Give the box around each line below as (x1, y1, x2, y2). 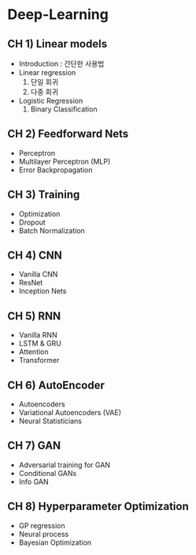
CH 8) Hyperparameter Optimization (7, 500, 190, 513)
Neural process (18, 529, 69, 538)
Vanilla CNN (18, 270, 58, 279)
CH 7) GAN (7, 439, 61, 452)
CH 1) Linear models (7, 37, 108, 51)
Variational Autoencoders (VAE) (18, 408, 122, 417)
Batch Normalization (18, 225, 86, 235)
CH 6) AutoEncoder (7, 378, 105, 392)
